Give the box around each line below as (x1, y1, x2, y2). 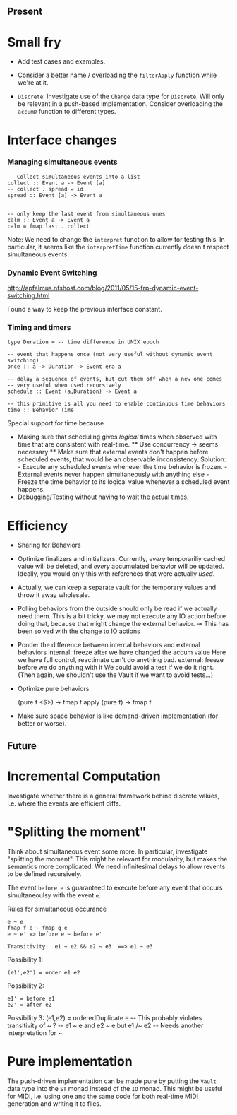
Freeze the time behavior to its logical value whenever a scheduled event (17, 478, 230, 486)
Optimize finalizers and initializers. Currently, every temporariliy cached (17, 555, 226, 563)
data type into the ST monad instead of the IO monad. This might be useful (7, 1084, 223, 1092)
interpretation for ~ (7, 1028, 63, 1037)
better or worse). (17, 719, 67, 728)
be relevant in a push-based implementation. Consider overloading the (17, 100, 224, 108)
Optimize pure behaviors (17, 685, 90, 693)
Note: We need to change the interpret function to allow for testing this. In (7, 235, 226, 243)
